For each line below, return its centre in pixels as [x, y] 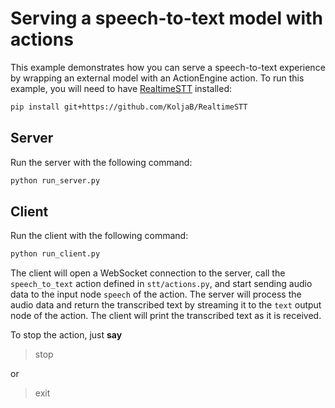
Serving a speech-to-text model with [166, 18]
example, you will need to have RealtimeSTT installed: [121, 88]
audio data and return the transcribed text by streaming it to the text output [166, 305]
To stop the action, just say [66, 335]
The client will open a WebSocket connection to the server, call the [148, 273]
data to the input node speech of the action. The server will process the [156, 294]
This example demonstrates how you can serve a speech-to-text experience [168, 67]
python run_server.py [55, 180]
